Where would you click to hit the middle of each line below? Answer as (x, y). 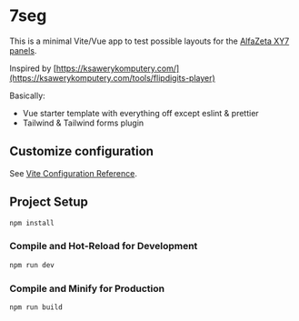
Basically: (27, 95)
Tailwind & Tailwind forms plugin (83, 123)
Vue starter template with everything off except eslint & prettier (140, 113)
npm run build (36, 307)
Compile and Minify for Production (87, 288)
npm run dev (32, 265)
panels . (23, 50)
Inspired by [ (33, 68)
